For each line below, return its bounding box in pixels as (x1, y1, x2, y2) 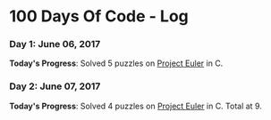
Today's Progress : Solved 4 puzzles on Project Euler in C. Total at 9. (9, 100, 262, 111)
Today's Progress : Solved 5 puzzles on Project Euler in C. (9, 58, 224, 68)
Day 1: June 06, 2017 (9, 38, 101, 51)
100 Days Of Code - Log (9, 6, 190, 27)
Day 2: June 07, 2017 (9, 80, 101, 92)
